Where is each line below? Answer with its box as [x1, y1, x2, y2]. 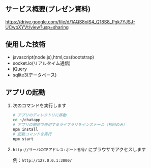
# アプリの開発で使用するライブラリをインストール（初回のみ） [12, 122, 127, 127]
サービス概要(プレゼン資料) [5, 5, 90, 14]
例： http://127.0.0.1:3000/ [12, 157, 72, 163]
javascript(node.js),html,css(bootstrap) [12, 54, 95, 60]
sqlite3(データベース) [12, 72, 57, 78]
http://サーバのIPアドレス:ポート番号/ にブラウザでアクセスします [12, 146, 146, 152]
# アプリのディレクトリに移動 [12, 113, 67, 118]
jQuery [12, 66, 27, 72]
